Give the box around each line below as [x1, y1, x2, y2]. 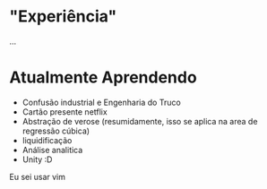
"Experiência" [9, 6, 117, 27]
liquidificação [22, 134, 73, 145]
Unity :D [22, 154, 53, 165]
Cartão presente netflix [22, 106, 108, 117]
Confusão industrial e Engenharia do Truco [22, 97, 181, 107]
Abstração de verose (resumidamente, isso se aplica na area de [22, 116, 258, 126]
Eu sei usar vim [9, 171, 65, 182]
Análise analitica [22, 144, 83, 155]
